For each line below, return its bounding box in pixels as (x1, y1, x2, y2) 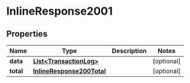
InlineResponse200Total (32, 67, 106, 75)
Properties (6, 29, 48, 39)
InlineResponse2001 (6, 4, 113, 18)
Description (112, 47, 147, 55)
